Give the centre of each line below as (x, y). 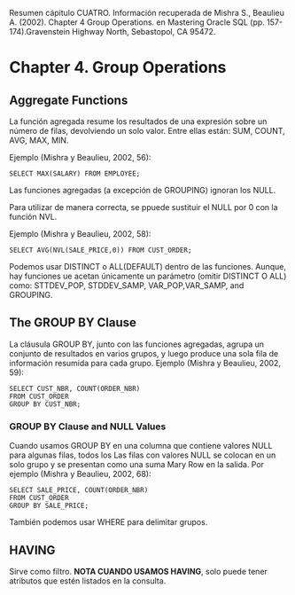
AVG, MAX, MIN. (39, 140)
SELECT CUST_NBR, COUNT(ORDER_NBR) (75, 388)
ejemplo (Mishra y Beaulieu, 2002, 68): (80, 474)
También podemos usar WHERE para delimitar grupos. (109, 522)
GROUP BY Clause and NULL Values (88, 427)
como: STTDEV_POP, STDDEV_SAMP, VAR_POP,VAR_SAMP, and (127, 286)
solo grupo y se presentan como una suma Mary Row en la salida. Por (136, 465)
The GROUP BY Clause (73, 323)
